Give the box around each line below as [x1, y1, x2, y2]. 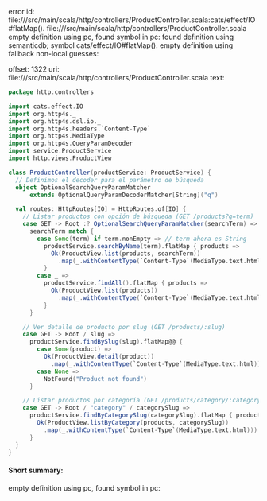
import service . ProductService [8, 147, 112, 155]
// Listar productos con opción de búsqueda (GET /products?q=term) [22, 212, 254, 221]
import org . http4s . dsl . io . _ [8, 117, 102, 126]
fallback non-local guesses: [8, 49, 99, 58]
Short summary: [8, 465, 64, 475]
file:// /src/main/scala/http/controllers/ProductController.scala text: [8, 73, 225, 82]
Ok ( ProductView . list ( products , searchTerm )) [50, 250, 201, 258]
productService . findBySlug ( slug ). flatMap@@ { [29, 338, 183, 346]
